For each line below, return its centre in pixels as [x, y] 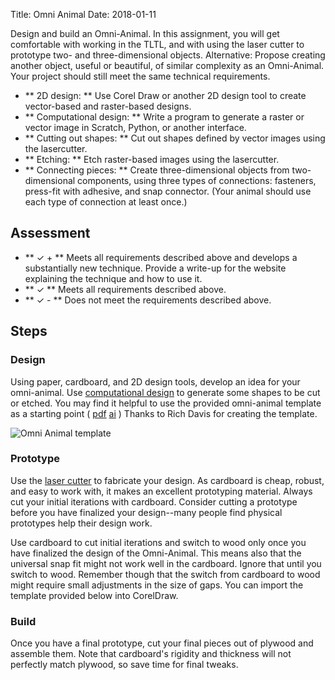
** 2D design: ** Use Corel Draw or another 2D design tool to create [165, 95]
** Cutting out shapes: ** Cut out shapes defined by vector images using [175, 138]
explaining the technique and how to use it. [113, 278]
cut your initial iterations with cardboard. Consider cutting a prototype [154, 501]
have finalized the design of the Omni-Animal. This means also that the [156, 553]
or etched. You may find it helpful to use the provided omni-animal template [166, 403]
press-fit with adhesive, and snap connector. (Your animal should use [168, 191]
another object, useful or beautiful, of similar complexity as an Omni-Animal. [167, 65]
